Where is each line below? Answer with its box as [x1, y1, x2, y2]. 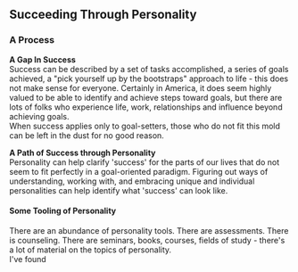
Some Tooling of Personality [9, 205, 117, 217]
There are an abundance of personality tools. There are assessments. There [9, 225, 289, 235]
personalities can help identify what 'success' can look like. [9, 185, 228, 195]
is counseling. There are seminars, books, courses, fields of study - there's [9, 235, 286, 245]
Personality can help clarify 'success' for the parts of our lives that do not [9, 156, 279, 168]
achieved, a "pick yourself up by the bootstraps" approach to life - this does [9, 73, 288, 84]
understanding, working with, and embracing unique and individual [9, 176, 255, 186]
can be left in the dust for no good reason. [9, 129, 165, 141]
